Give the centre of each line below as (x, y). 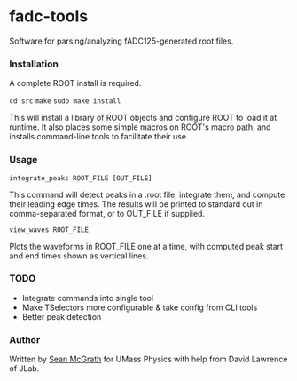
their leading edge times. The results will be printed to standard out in (136, 204)
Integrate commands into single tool (87, 298)
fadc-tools (49, 16)
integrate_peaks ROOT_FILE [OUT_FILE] (81, 178)
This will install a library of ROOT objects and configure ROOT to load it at (143, 118)
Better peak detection (62, 316)
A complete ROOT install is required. (75, 83)
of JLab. (24, 369)
